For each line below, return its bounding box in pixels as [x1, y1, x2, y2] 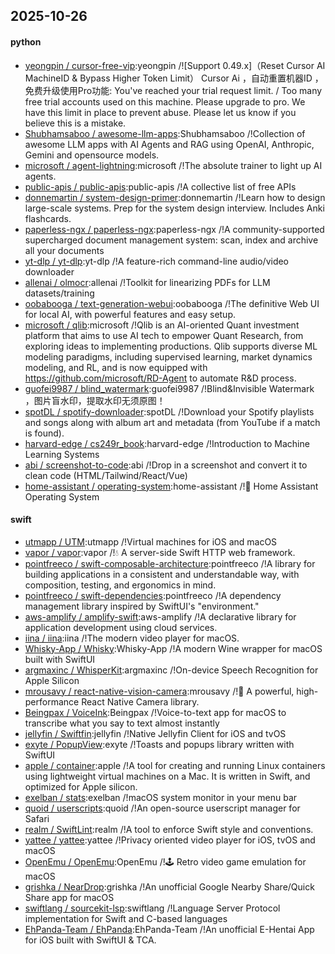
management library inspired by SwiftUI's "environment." [24, 600, 260, 612]
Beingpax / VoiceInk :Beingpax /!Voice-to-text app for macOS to [24, 706, 287, 718]
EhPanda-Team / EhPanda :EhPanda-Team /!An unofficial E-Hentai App [24, 923, 315, 935]
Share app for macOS [24, 891, 115, 903]
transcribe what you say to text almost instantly [24, 717, 220, 729]
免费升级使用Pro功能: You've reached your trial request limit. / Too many [24, 84, 323, 96]
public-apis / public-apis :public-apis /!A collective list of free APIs [24, 180, 297, 193]
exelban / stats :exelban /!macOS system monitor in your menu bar [24, 791, 298, 803]
